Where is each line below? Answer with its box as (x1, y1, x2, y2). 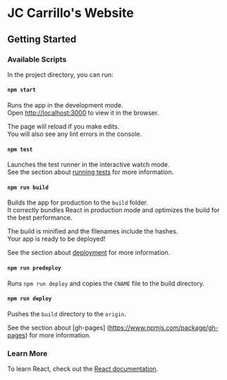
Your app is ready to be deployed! (7, 235, 106, 243)
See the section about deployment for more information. (7, 248, 171, 257)
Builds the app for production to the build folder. (7, 198, 149, 207)
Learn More (7, 348, 48, 358)
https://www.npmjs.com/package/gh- (109, 323, 219, 332)
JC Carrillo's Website (7, 5, 134, 21)
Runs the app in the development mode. (7, 101, 123, 110)
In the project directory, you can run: (7, 70, 114, 79)
